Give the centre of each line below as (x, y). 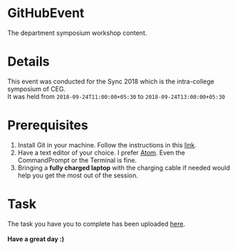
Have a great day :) (36, 239)
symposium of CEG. (37, 89)
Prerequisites (48, 125)
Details (28, 62)
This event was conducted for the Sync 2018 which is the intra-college (111, 81)
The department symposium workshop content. (77, 33)
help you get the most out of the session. (78, 175)
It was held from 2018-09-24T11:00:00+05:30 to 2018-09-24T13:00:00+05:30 (116, 96)
